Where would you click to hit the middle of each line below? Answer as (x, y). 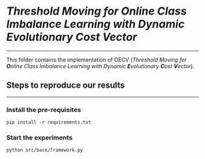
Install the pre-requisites (44, 110)
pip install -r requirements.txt (49, 122)
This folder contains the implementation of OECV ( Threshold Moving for (97, 60)
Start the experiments (39, 137)
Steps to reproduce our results (66, 86)
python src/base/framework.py (45, 150)
